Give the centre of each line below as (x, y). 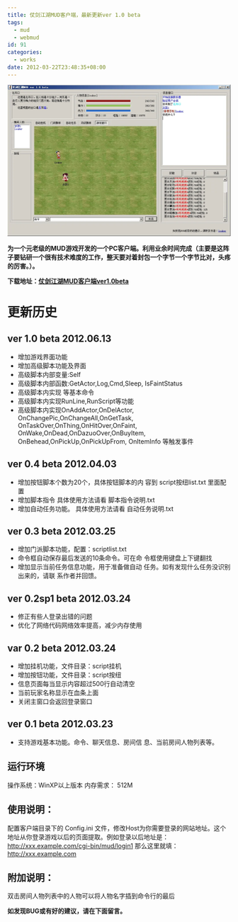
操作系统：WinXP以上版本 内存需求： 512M (70, 785)
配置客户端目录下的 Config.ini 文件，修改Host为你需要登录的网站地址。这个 (117, 828)
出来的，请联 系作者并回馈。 (59, 576)
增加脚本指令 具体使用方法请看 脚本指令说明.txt (86, 500)
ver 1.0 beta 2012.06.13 (59, 339)
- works (25, 60)
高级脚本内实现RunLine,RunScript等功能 (76, 401)
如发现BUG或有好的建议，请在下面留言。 (67, 911)
